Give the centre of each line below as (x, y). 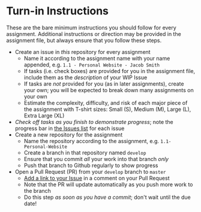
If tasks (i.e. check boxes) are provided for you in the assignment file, (109, 71)
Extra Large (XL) (44, 116)
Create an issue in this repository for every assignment (83, 52)
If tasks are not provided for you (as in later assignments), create (104, 84)
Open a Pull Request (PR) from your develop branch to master (90, 171)
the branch (37, 190)
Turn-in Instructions (58, 11)
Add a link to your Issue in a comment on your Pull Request (97, 178)
